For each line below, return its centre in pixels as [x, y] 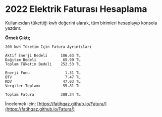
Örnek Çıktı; [18, 38]
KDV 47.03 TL [43, 81]
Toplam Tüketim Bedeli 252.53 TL [43, 64]
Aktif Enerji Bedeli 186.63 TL [43, 56]
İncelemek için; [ [22, 104]
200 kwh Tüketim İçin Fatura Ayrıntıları [49, 47]
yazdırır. [13, 28]
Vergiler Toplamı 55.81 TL [43, 86]
